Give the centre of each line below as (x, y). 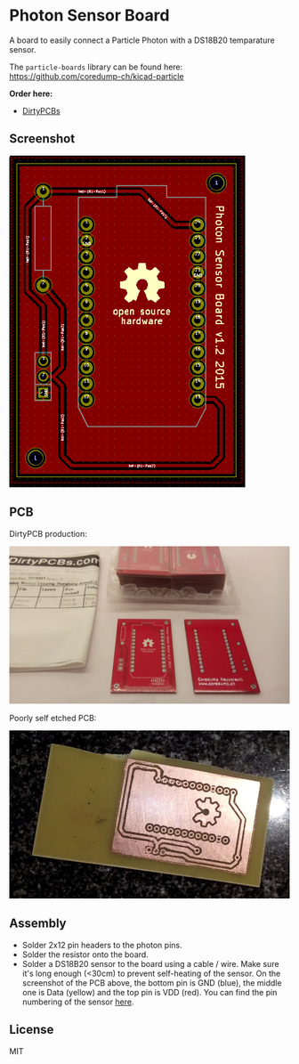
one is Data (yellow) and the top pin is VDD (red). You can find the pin (149, 992)
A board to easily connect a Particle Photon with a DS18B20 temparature (142, 40)
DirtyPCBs (41, 110)
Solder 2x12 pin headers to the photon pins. (102, 945)
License (32, 1030)
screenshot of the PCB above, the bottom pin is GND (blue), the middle (152, 983)
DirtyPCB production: (48, 533)
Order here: (31, 93)
